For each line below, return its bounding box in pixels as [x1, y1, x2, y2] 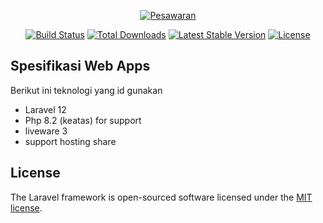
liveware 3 [24, 125, 68, 137]
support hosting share [24, 135, 117, 147]
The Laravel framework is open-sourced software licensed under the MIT [10, 191, 313, 203]
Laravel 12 [24, 103, 67, 115]
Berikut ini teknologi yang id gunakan [10, 84, 163, 96]
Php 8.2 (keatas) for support [24, 114, 142, 126]
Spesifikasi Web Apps [10, 58, 151, 75]
